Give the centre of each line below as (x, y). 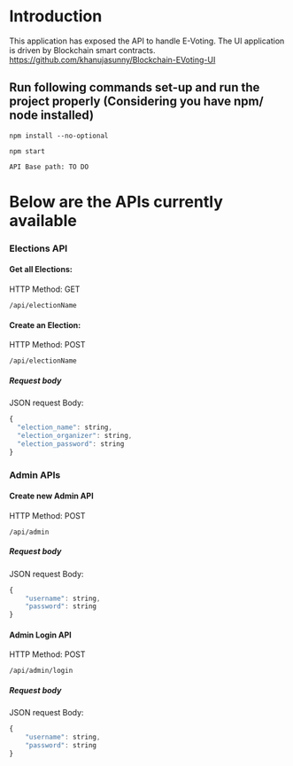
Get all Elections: (41, 270)
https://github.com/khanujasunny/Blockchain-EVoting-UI (112, 59)
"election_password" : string (71, 444)
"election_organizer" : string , (75, 435)
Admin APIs (35, 474)
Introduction (56, 16)
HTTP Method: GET (45, 289)
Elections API (39, 248)
